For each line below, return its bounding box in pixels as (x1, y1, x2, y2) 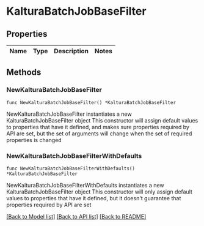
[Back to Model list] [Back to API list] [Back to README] (6, 213, 147, 220)
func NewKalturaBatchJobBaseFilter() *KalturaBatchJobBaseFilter (6, 99, 176, 105)
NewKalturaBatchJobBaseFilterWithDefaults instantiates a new (6, 181, 164, 189)
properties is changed (6, 136, 62, 143)
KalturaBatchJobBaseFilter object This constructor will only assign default (6, 188, 192, 195)
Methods (6, 67, 42, 78)
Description (54, 47, 89, 55)
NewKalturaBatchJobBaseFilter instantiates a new (6, 110, 133, 118)
